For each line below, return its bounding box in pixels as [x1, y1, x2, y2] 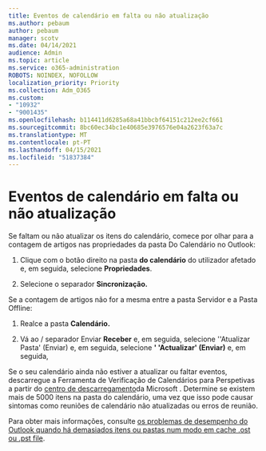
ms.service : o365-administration [8, 64, 120, 72]
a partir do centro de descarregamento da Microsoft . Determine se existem [8, 384, 256, 393]
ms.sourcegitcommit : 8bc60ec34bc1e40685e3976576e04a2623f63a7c [8, 123, 224, 131]
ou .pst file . [8, 433, 46, 443]
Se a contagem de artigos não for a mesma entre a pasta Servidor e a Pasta [8, 295, 258, 304]
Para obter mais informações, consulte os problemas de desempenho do [8, 417, 248, 426]
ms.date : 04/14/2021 [8, 42, 77, 50]
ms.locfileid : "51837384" [8, 153, 94, 161]
